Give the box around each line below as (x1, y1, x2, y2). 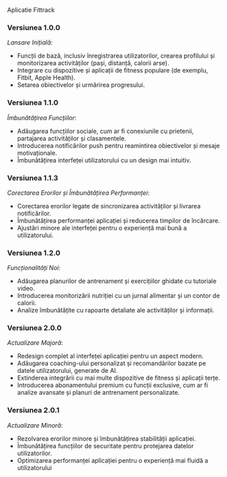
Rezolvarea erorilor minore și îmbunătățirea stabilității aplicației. (16, 435, 196, 443)
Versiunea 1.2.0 (7, 248, 60, 258)
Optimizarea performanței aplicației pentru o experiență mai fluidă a (16, 456, 208, 465)
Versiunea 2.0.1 (7, 406, 60, 415)
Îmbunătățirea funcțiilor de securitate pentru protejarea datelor (16, 441, 194, 450)
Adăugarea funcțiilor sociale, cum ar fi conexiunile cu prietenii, (16, 127, 194, 135)
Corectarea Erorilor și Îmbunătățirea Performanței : (7, 188, 150, 197)
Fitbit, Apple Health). (16, 73, 75, 82)
